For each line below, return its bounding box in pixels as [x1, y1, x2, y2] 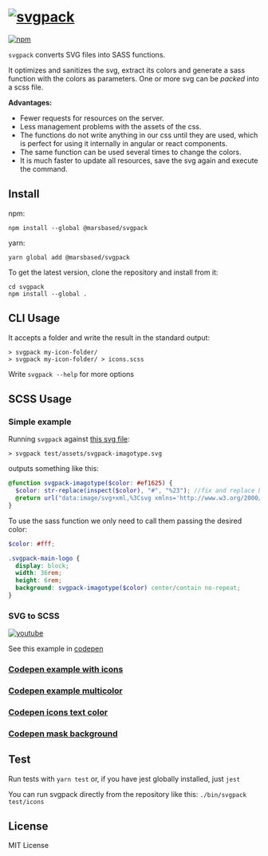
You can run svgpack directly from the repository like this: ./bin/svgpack [8, 789, 247, 799]
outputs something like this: [8, 464, 100, 474]
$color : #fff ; [8, 540, 56, 548]
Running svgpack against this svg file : [8, 434, 130, 444]
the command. [19, 164, 68, 173]
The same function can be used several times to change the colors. [19, 147, 242, 157]
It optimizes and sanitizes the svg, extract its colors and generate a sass [8, 65, 246, 75]
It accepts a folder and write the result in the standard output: [8, 332, 210, 343]
